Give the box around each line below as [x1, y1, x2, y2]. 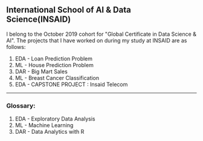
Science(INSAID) [6, 15, 71, 25]
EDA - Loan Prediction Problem [14, 54, 92, 62]
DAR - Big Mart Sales [14, 68, 68, 75]
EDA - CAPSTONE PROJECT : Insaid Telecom [14, 80, 128, 88]
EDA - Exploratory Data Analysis [14, 115, 95, 123]
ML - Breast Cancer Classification [14, 74, 100, 81]
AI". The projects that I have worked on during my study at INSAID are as [6, 36, 187, 44]
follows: [6, 43, 26, 50]
